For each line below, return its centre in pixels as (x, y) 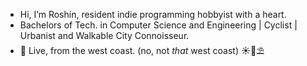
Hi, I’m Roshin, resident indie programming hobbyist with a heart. (153, 14)
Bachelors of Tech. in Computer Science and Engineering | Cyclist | (158, 25)
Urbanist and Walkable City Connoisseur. (104, 35)
